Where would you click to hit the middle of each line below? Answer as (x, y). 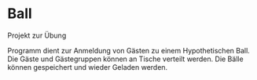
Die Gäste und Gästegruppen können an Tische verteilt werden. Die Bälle (126, 59)
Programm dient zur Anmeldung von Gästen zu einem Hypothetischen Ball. (129, 50)
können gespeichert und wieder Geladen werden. (88, 67)
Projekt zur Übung (37, 35)
